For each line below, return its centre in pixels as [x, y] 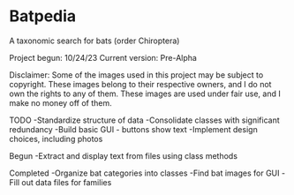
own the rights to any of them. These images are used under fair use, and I [145, 94]
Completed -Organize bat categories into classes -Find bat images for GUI [144, 173]
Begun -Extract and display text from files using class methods [124, 155]
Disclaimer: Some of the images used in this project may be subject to [136, 75]
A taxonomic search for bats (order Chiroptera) [94, 41]
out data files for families [67, 182]
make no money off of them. [60, 102]
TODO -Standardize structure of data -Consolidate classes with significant [144, 120]
